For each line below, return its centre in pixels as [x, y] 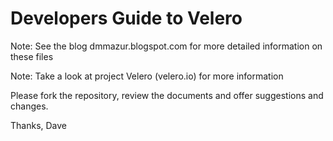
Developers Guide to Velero [126, 18]
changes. [29, 106]
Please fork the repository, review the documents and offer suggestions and [167, 95]
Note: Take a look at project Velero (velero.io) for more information [147, 76]
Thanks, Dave [39, 125]
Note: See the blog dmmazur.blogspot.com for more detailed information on [166, 46]
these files [32, 56]
